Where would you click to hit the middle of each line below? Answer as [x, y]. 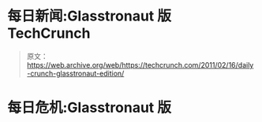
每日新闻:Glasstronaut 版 [89, 16]
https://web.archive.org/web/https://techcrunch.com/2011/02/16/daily [140, 65]
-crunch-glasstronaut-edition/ [75, 73]
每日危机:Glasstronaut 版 [89, 108]
